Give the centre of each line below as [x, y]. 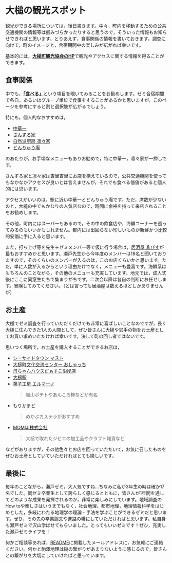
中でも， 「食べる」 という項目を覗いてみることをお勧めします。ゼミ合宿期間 [85, 94]
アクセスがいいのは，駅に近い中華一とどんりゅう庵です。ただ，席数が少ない [86, 199]
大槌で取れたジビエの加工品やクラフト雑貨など [75, 438]
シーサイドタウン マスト [38, 358]
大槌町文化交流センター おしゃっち [49, 364]
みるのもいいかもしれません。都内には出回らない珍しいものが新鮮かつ [84, 230]
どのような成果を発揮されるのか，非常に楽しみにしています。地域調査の [86, 500]
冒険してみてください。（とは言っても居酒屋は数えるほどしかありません [89, 285]
